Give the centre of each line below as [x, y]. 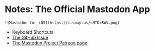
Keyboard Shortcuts [33, 32]
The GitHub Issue [30, 37]
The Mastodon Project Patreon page [50, 43]
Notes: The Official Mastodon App [77, 9]
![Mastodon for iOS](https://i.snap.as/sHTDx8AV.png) [62, 23]
